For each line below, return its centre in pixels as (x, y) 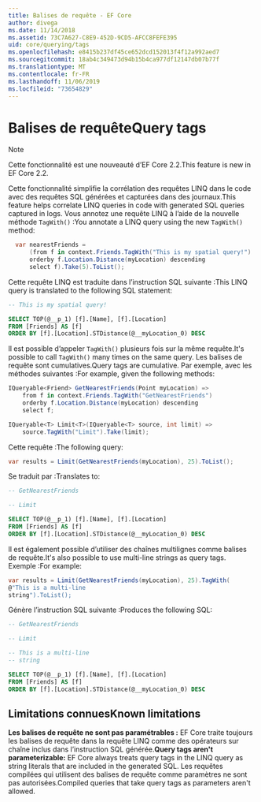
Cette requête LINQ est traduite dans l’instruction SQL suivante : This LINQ (128, 282)
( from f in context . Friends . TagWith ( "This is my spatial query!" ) (140, 252)
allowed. (22, 791)
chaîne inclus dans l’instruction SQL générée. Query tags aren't (111, 749)
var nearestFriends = (51, 245)
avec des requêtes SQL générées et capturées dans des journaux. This (122, 197)
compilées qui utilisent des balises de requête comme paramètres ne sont (128, 774)
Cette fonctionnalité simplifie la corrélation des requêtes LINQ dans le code (130, 188)
